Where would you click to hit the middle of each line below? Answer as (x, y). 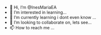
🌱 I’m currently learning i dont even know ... (53, 17)
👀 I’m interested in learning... (38, 12)
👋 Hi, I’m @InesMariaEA (33, 7)
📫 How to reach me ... (32, 28)
